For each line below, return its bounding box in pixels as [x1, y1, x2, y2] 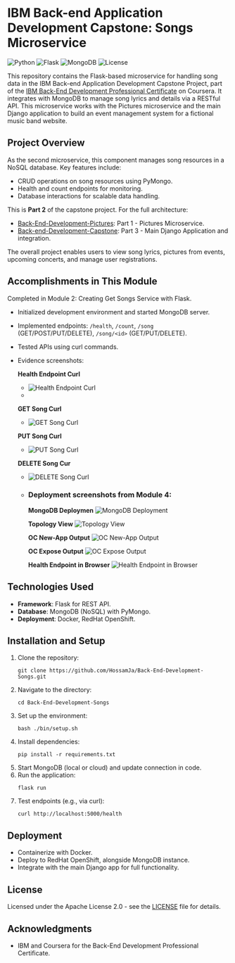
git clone [17, 667, 47, 675]
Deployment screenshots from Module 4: [27, 490, 172, 500]
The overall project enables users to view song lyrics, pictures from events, [7, 248, 225, 256]
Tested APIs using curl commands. [17, 343, 119, 351]
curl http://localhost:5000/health [17, 810, 122, 817]
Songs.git [17, 673, 47, 680]
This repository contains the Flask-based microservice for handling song [7, 72, 218, 80]
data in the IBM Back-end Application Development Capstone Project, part [7, 79, 223, 87]
